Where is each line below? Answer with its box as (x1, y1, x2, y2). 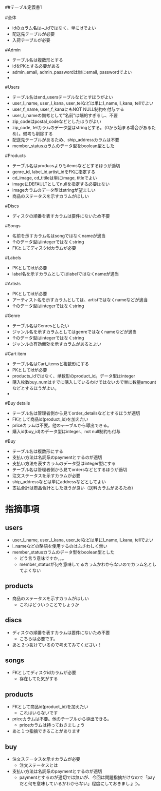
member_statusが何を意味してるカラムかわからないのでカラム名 (19, 561, 148, 567)
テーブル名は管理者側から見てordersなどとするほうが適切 (12, 467, 127, 472)
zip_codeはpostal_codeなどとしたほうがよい (12, 119, 102, 124)
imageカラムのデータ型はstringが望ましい (12, 187, 96, 193)
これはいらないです (19, 710, 58, 716)
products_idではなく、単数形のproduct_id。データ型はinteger (12, 373, 135, 379)
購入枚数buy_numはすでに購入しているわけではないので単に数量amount (12, 379, 157, 385)
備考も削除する (22, 131, 53, 137)
